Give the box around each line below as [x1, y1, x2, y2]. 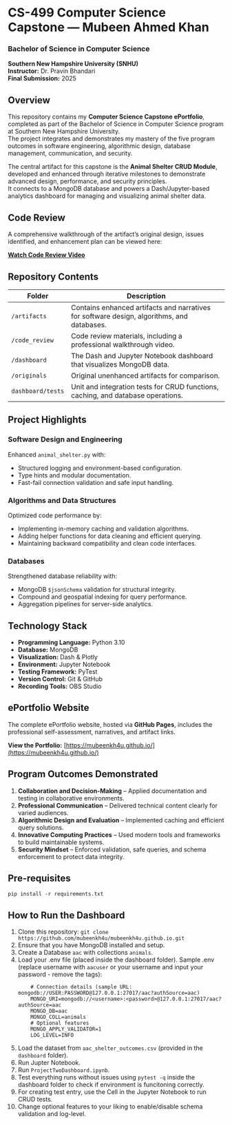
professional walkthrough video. [70, 340, 175, 349]
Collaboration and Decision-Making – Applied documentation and [17, 787, 207, 795]
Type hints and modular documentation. [17, 471, 131, 479]
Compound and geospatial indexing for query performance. [17, 592, 187, 601]
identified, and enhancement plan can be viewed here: [8, 238, 162, 246]
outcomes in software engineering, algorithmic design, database [8, 142, 191, 150]
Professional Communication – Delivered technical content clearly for [17, 801, 218, 809]
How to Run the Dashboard [8, 909, 125, 921]
